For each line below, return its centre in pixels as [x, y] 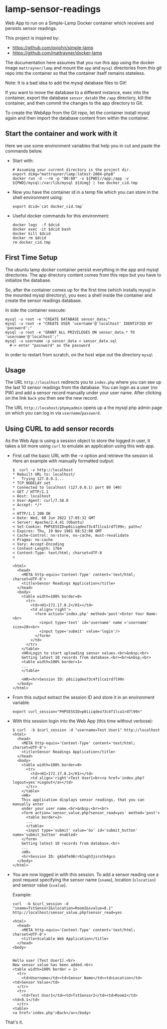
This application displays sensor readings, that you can [83, 800]
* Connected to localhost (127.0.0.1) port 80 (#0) [67, 488]
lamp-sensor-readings [53, 9]
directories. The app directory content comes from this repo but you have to [83, 275]
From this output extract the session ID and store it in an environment [83, 697]
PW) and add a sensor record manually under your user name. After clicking [83, 393]
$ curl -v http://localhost [43, 470]
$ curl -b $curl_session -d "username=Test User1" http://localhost [86, 730]
